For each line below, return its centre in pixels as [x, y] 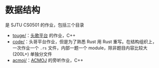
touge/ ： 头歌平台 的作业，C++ [44, 35]
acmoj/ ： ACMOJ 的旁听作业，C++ [48, 60]
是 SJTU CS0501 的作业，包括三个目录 [45, 25]
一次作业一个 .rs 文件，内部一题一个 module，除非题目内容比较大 [80, 48]
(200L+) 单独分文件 [32, 54]
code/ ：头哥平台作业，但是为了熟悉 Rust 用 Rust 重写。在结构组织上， [84, 41]
